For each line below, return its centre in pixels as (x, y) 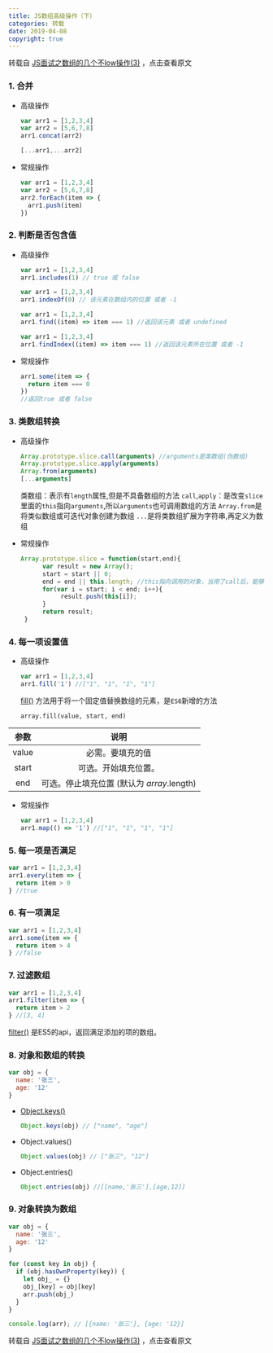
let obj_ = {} (47, 1280)
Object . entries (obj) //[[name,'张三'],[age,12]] (103, 1187)
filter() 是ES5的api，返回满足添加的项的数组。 (84, 1032)
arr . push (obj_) (49, 1294)
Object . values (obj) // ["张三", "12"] (84, 1156)
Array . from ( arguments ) (58, 472)
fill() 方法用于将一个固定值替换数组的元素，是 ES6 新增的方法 (119, 701)
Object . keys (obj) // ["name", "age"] (84, 1126)
